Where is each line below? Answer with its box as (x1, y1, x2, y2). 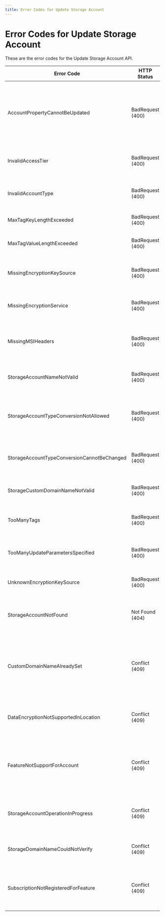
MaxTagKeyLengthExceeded (7, 216, 74, 223)
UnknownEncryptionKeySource (7, 579, 80, 586)
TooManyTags (7, 516, 40, 523)
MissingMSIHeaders (7, 338, 55, 345)
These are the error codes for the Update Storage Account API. (5, 55, 134, 61)
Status (137, 73, 153, 80)
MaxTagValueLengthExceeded (7, 240, 78, 247)
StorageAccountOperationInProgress (7, 810, 93, 816)
